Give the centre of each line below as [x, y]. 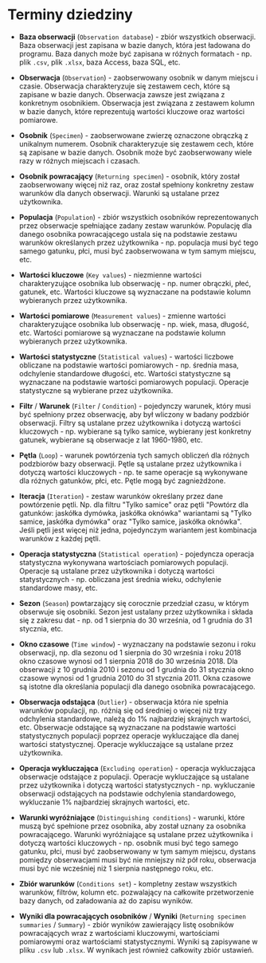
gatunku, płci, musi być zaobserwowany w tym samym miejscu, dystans [137, 851]
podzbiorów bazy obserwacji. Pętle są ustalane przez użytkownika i [130, 463]
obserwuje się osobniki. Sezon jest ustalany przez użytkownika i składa [136, 611]
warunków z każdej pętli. [60, 538]
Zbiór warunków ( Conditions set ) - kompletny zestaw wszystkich [128, 883]
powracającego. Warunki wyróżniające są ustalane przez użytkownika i [136, 834]
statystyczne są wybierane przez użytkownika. [96, 390]
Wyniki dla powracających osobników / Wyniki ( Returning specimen [132, 916]
